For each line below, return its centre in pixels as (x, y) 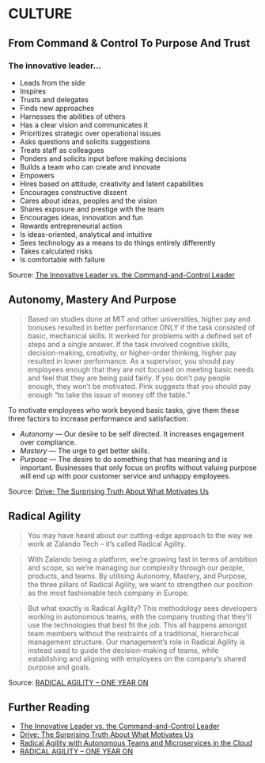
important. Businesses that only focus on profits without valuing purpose (138, 467)
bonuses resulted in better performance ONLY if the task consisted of (141, 327)
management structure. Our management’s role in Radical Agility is (136, 642)
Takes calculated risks (56, 251)
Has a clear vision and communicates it (83, 124)
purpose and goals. (59, 667)
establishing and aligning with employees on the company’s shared (137, 658)
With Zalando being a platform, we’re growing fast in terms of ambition (142, 559)
